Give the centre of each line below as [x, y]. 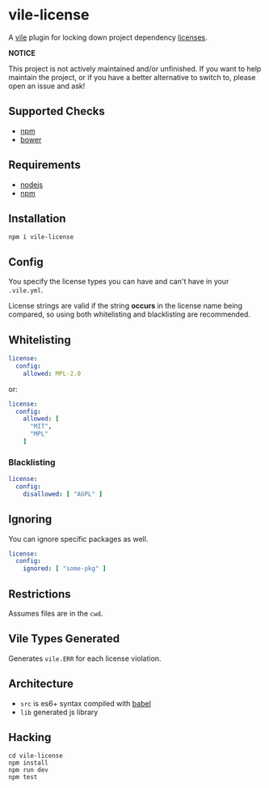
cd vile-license [36, 756]
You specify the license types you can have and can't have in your [119, 282]
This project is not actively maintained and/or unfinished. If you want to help [135, 68]
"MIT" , [41, 427]
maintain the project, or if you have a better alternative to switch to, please [132, 77]
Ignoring [30, 520]
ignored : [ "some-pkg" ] [65, 569]
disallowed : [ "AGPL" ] [63, 494]
